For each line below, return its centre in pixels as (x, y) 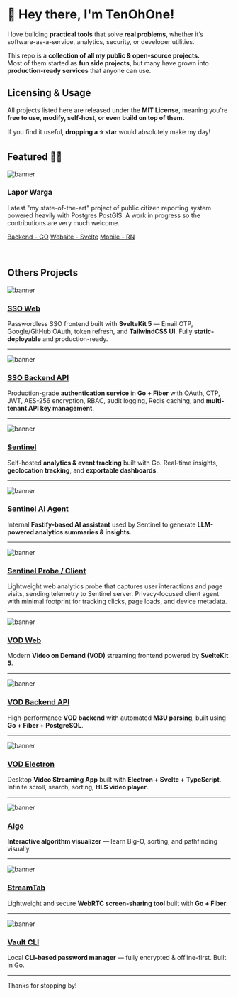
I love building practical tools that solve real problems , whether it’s (105, 34)
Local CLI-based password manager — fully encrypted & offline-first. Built (117, 957)
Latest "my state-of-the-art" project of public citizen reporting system (109, 208)
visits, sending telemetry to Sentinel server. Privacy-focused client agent (113, 594)
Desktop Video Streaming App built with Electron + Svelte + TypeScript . (114, 780)
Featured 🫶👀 (35, 157)
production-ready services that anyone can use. (79, 70)
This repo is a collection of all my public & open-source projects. (104, 55)
